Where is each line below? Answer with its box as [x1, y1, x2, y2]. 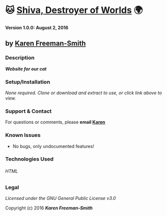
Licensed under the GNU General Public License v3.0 [5, 195, 116, 201]
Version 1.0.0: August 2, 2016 [5, 24, 69, 31]
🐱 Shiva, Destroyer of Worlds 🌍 [5, 5, 143, 16]
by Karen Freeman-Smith [5, 39, 86, 48]
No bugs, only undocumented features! [12, 143, 94, 149]
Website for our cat [5, 65, 47, 71]
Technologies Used [5, 156, 54, 163]
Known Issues [5, 132, 41, 139]
